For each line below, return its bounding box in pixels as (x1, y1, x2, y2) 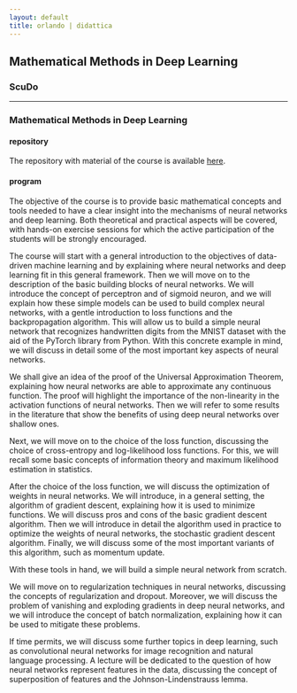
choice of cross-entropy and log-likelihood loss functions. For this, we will (9, 445, 279, 456)
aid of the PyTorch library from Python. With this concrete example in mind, (9, 335, 284, 346)
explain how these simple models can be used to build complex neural (9, 298, 265, 308)
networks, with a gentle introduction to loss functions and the (9, 307, 232, 317)
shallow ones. (9, 418, 60, 429)
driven (9, 260, 33, 270)
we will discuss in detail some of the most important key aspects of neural (9, 345, 278, 355)
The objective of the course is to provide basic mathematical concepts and (9, 196, 282, 206)
